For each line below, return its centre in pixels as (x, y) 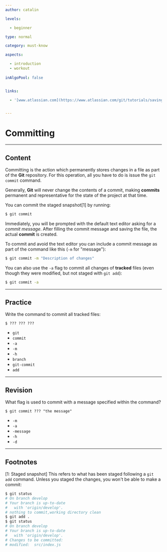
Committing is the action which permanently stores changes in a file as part (83, 170)
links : (12, 91)
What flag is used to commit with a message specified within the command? (83, 402)
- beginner (21, 28)
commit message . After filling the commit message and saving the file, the (81, 229)
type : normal (19, 37)
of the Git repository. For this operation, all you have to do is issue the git (80, 175)
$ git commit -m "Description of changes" (50, 258)
